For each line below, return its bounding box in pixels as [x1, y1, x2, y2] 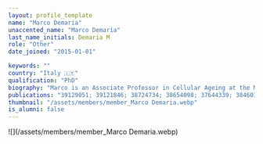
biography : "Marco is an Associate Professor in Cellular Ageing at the [8, 84, 250, 92]
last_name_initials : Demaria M [8, 33, 110, 41]
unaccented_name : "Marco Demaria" [8, 26, 121, 34]
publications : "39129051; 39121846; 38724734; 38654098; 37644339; [8, 91, 233, 99]
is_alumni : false [8, 106, 65, 113]
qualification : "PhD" [8, 76, 79, 85]
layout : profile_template [8, 11, 92, 20]
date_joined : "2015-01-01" [8, 48, 96, 56]
